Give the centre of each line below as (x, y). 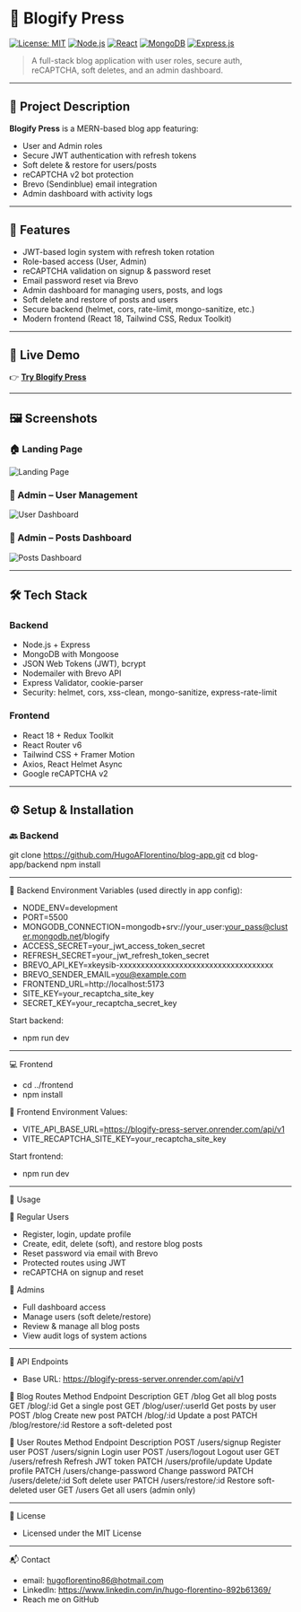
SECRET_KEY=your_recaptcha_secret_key (99, 1003)
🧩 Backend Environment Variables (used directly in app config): (126, 890)
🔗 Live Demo (45, 355)
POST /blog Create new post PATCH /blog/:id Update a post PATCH (133, 1415)
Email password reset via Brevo (80, 280)
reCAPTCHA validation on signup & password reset (116, 271)
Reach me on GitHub (60, 1599)
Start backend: (37, 1021)
